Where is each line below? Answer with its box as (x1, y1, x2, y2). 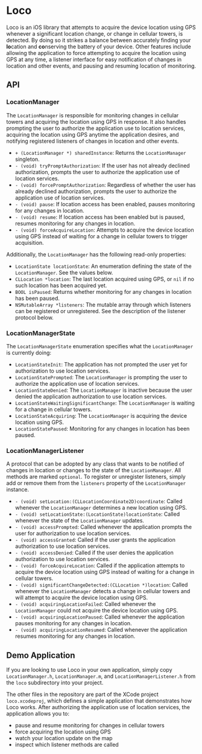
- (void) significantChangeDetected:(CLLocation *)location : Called (14, 581, 188, 588)
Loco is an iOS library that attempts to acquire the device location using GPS (6, 24, 196, 31)
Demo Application (6, 650, 75, 660)
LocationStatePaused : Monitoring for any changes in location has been (14, 424, 190, 432)
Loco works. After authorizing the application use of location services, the (6, 704, 190, 711)
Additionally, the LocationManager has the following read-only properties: (6, 250, 187, 258)
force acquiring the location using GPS (14, 728, 112, 735)
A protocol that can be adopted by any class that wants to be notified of (6, 460, 185, 467)
